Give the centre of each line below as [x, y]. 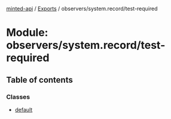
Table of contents [39, 80]
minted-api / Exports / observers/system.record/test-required [82, 9]
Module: [27, 33]
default [24, 109]
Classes [18, 96]
